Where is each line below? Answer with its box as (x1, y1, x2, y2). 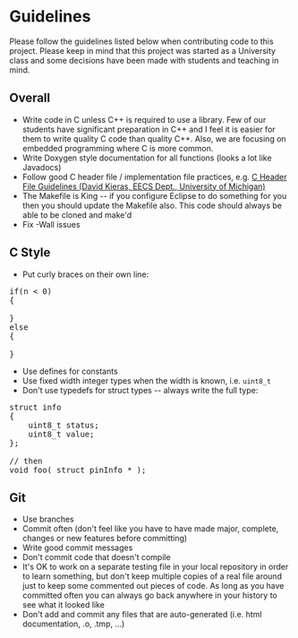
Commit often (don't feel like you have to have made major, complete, (21, 523, 279, 534)
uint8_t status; (28, 419, 100, 430)
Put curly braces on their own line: (21, 269, 149, 280)
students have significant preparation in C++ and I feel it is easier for (21, 124, 276, 134)
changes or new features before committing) (21, 533, 188, 544)
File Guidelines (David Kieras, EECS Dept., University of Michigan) (21, 181, 266, 192)
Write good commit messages (21, 542, 133, 553)
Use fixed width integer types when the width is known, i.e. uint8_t (21, 375, 271, 386)
